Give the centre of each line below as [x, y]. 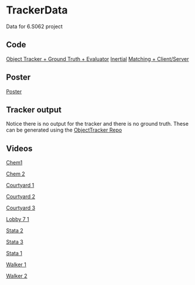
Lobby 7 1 [18, 219]
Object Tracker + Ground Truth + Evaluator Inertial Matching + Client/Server [97, 59]
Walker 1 [16, 265]
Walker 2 [17, 276]
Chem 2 [16, 174]
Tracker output [34, 110]
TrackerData [37, 10]
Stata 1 [14, 253]
